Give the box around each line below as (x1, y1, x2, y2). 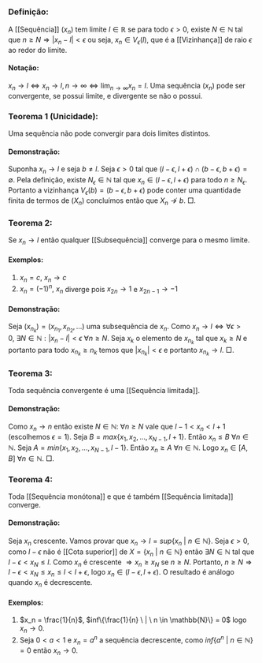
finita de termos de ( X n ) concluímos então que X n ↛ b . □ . (8, 196, 197, 207)
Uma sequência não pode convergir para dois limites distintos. (8, 129, 211, 138)
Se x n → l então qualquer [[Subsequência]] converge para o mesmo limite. (8, 235, 250, 246)
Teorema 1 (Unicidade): (8, 110, 98, 122)
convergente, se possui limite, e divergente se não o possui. (8, 91, 203, 100)
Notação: (8, 63, 39, 73)
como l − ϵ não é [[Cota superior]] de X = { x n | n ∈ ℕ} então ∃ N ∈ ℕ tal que (8, 547, 255, 558)
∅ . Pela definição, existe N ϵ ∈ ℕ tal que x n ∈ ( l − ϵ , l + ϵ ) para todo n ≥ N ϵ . (8, 175, 248, 186)
